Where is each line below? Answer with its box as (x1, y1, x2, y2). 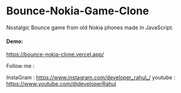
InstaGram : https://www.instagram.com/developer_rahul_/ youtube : (6, 74, 176, 81)
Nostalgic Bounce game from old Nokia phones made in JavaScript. (6, 24, 174, 31)
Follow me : (6, 63, 35, 70)
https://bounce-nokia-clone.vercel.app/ (6, 51, 104, 58)
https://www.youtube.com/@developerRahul (6, 80, 116, 88)
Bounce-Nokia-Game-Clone (6, 4, 149, 18)
